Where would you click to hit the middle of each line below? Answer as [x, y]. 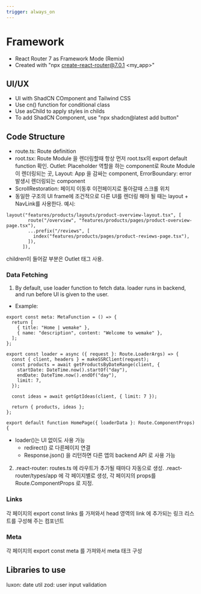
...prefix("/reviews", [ [59, 231]
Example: [26, 306]
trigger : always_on [31, 12]
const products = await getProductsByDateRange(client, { [86, 365]
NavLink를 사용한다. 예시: [45, 204]
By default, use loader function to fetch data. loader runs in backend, [100, 288]
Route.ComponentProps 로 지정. [54, 483]
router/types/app [36, 476]
